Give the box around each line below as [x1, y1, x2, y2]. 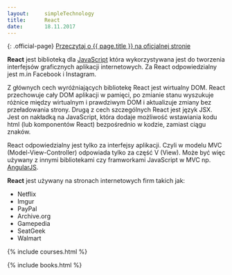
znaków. [7, 127, 31, 136]
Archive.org [17, 212, 51, 220]
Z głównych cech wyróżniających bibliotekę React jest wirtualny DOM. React [7, 84, 226, 92]
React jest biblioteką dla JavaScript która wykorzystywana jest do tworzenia [7, 55, 225, 64]
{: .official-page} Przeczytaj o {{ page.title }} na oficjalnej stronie [7, 42, 191, 51]
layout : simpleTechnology [7, 10, 95, 17]
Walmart [17, 234, 42, 242]
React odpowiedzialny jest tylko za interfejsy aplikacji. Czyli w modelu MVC [7, 141, 222, 150]
